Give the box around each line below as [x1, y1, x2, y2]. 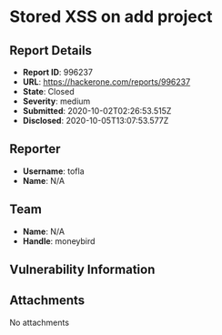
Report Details [9, 43, 93, 58]
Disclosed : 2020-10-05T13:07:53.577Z [22, 116, 169, 126]
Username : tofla [22, 166, 85, 177]
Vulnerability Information [9, 262, 156, 278]
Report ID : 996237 [22, 66, 94, 77]
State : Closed [22, 86, 75, 96]
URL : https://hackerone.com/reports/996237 [22, 76, 191, 87]
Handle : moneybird [22, 235, 96, 247]
